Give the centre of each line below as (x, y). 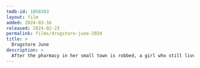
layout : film (22, 17)
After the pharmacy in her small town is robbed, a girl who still (97, 56)
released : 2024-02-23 (33, 28)
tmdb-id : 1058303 (28, 12)
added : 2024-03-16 (29, 22)
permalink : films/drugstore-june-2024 (54, 34)
